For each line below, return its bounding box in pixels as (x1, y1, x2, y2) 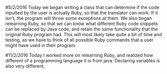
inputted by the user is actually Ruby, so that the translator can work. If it (5, 10, 158, 16)
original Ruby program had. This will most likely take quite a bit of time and (5, 32, 162, 37)
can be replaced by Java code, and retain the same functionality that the (5, 26, 158, 32)
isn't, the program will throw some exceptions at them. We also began (5, 15, 152, 21)
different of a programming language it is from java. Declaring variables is (5, 58, 160, 63)
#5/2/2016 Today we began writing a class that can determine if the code (5, 5, 160, 10)
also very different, (5, 63, 45, 69)
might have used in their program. (5, 42, 77, 48)
